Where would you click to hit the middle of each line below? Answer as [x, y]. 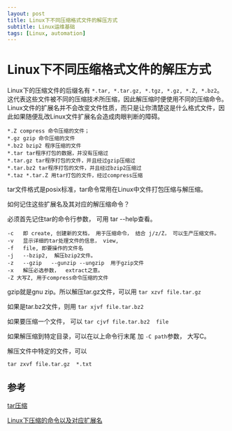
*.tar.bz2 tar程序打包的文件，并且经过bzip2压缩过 [74, 168]
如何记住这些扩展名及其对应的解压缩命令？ [68, 204]
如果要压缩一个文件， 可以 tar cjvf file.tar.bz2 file [88, 322]
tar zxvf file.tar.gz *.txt [50, 364]
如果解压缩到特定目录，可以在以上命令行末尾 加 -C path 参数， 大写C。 [109, 336]
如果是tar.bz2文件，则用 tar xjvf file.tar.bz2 [75, 307]
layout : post [26, 14]
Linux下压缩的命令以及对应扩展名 [55, 420]
